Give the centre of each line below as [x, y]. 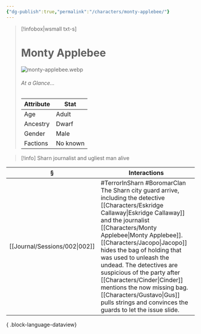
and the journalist [125, 220]
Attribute [37, 104]
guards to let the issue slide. [140, 310]
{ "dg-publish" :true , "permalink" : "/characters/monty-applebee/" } [88, 12]
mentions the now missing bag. [144, 287]
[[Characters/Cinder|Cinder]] [142, 280]
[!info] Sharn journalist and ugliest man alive [75, 158]
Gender [34, 133]
